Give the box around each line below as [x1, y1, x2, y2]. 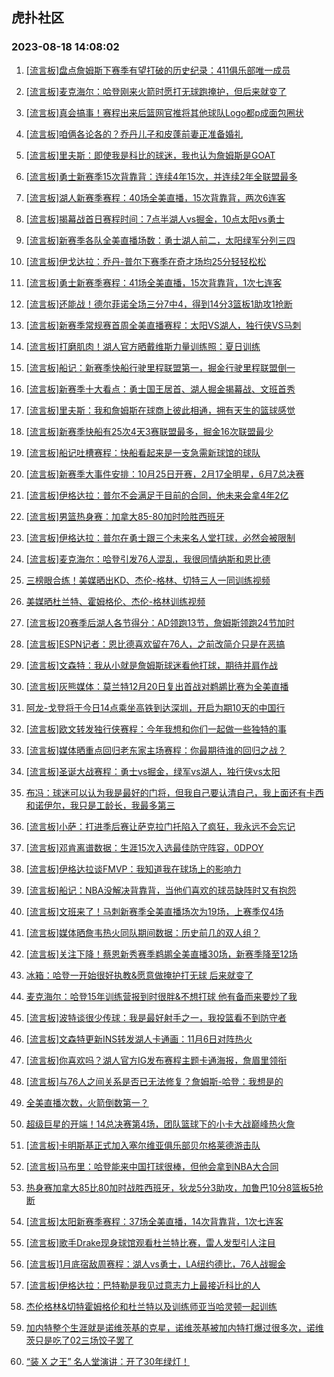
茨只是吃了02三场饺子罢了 [25, 1334, 134, 1346]
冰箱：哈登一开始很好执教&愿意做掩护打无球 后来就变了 [25, 969, 254, 981]
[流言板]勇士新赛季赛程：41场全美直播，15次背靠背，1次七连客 [25, 276, 283, 288]
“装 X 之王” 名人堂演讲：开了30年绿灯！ [25, 1355, 190, 1367]
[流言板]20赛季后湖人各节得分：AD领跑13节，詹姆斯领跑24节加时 [25, 616, 295, 628]
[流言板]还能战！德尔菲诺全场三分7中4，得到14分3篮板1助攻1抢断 [25, 298, 293, 310]
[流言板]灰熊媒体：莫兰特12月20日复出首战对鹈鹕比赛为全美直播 [25, 680, 289, 692]
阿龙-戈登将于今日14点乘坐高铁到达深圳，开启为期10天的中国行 [25, 701, 286, 713]
